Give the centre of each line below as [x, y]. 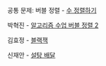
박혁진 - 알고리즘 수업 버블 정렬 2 [53, 25]
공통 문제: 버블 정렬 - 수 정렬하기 [52, 10]
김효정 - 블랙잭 [28, 40]
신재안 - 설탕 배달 [31, 55]
